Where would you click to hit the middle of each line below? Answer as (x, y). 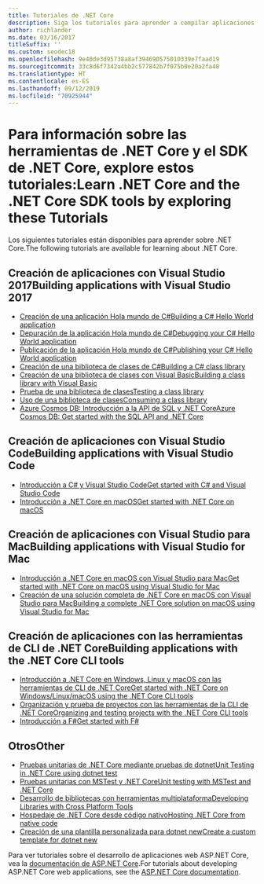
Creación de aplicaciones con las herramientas (126, 636)
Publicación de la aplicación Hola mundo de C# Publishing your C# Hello (136, 350)
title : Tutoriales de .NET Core (61, 15)
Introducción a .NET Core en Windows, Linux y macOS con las (120, 680)
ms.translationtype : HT (47, 74)
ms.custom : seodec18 (42, 52)
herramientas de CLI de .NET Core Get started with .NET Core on (124, 688)
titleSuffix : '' (35, 45)
